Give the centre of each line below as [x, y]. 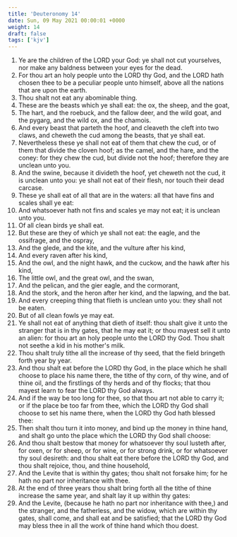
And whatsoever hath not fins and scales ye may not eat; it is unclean [119, 211]
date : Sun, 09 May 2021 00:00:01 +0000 [67, 20]
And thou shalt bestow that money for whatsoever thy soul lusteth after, [122, 443]
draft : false [27, 34]
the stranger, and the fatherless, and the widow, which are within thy [118, 511]
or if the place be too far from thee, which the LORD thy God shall [113, 406]
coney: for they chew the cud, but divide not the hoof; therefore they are [123, 158]
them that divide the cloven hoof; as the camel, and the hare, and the [119, 151]
